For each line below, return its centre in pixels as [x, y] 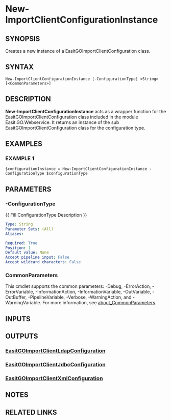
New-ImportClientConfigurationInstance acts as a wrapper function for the [86, 111]
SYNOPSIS [23, 39]
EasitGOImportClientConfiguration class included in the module [72, 117]
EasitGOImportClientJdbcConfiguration [55, 364]
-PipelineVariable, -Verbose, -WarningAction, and [80, 297]
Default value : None [27, 253]
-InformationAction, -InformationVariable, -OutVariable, [93, 292]
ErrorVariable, [20, 292]
